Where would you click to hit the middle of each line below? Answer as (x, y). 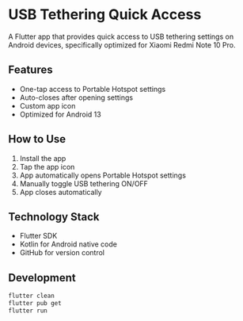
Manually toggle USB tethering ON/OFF (84, 183)
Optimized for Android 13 (60, 114)
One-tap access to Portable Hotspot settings (93, 89)
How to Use (37, 139)
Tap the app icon (47, 166)
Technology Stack (54, 217)
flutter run (28, 311)
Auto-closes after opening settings (76, 97)
